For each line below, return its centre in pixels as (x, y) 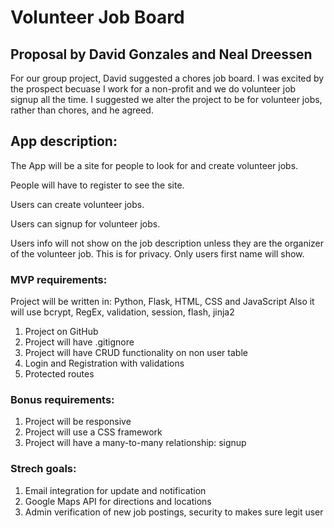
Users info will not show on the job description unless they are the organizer (167, 243)
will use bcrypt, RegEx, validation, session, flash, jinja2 (122, 312)
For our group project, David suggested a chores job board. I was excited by (167, 78)
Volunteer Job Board (97, 17)
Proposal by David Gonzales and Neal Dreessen (161, 54)
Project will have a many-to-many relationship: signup (135, 443)
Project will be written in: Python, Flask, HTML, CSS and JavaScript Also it (162, 302)
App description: (64, 141)
